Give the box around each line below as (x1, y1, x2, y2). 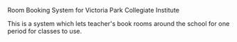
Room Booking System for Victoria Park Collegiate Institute (7, 6, 180, 14)
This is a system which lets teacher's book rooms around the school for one (7, 20, 230, 27)
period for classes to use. (7, 27, 82, 35)
